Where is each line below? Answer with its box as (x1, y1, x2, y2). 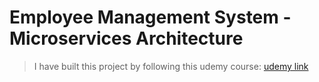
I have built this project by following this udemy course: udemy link (33, 60, 309, 72)
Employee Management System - (9, 6, 292, 29)
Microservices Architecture (9, 27, 244, 50)
